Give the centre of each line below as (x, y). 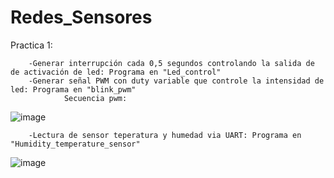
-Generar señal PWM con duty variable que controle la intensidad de (176, 81)
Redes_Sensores (81, 17)
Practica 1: (31, 45)
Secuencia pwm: (95, 98)
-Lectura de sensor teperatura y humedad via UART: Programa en (165, 135)
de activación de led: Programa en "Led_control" (116, 72)
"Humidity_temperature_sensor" (75, 144)
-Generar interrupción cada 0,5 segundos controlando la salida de (171, 63)
